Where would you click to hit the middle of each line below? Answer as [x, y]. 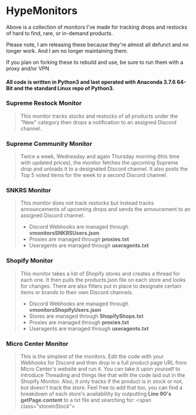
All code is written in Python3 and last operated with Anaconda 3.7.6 [91, 82]
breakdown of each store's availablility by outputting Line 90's [96, 394]
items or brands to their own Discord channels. [77, 292]
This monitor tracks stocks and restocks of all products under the [99, 116]
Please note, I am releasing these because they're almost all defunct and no [97, 45]
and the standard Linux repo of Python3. [64, 88]
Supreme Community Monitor [49, 144]
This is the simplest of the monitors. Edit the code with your [92, 356]
